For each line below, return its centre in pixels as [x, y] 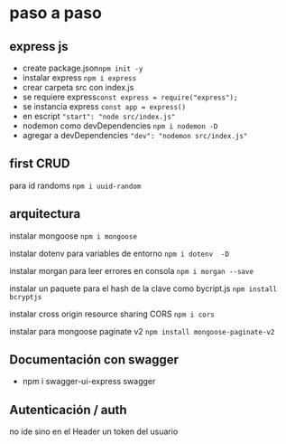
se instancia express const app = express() [104, 106]
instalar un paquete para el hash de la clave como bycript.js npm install [143, 288]
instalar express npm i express [79, 78]
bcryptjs [26, 297]
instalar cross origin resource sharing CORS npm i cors [112, 314]
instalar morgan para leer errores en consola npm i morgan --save [132, 270]
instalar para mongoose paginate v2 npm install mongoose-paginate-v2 [142, 331]
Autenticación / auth [69, 410]
